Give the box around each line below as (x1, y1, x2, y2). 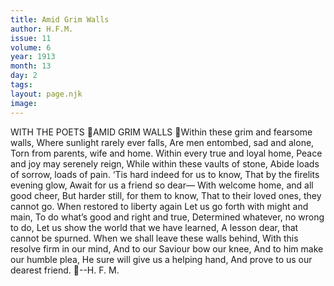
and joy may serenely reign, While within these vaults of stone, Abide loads (10, 157, 320, 170)
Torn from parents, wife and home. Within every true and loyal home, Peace (10, 147, 323, 159)
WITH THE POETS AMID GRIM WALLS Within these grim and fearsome (10, 126, 313, 138)
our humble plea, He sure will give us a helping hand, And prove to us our (10, 253, 313, 265)
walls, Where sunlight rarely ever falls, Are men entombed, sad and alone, (10, 136, 315, 148)
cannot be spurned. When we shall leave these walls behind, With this (10, 232, 299, 244)
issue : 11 (10, 33, 52, 43)
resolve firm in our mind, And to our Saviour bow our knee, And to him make (10, 242, 324, 255)
